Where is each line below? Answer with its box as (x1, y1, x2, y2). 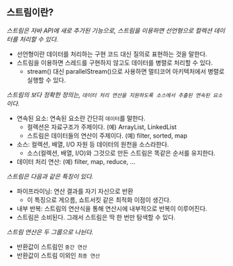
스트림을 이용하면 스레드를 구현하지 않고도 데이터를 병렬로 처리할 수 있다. (16, 58, 213, 67)
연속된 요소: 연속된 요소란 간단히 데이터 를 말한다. (16, 114, 146, 122)
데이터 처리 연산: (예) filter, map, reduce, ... (16, 157, 136, 165)
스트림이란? (6, 6, 54, 19)
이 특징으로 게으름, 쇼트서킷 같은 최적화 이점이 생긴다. (26, 195, 171, 203)
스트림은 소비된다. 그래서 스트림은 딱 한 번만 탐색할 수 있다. (16, 213, 176, 221)
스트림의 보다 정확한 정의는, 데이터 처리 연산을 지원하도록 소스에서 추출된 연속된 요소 (6, 90, 223, 99)
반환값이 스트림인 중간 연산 (16, 242, 87, 251)
